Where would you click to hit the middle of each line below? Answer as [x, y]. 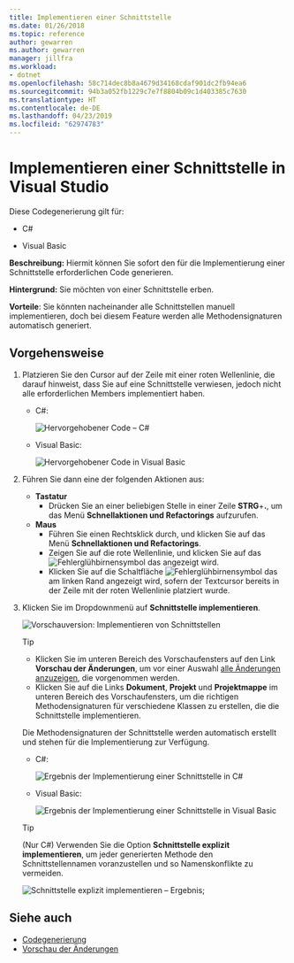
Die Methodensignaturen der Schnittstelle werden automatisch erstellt [149, 732]
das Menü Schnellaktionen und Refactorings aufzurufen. [153, 515]
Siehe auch [41, 918]
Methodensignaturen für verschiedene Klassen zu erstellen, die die [157, 705]
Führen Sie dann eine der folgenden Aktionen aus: [113, 479]
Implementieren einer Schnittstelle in [147, 168]
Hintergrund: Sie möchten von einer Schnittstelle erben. [112, 289]
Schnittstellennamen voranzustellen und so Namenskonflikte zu [137, 863]
